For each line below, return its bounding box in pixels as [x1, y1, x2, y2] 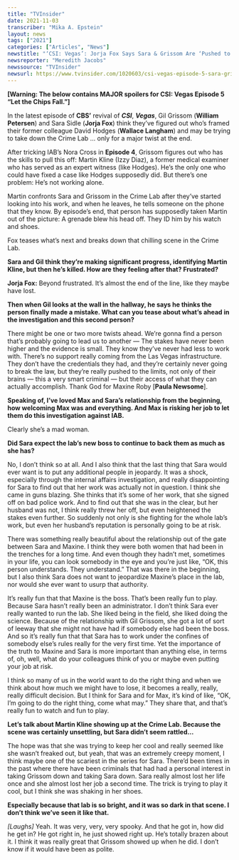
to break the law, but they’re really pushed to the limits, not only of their [7, 367, 216, 375]
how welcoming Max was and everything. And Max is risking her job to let [7, 404, 230, 412]
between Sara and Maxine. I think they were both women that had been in [7, 542, 224, 551]
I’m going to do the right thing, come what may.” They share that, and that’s [7, 698, 228, 707]
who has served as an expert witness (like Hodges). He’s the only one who [7, 163, 226, 171]
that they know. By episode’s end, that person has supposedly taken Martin [7, 207, 228, 215]
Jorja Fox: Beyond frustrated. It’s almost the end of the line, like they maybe [7, 279, 230, 287]
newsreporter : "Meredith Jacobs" [7, 57, 107, 64]
